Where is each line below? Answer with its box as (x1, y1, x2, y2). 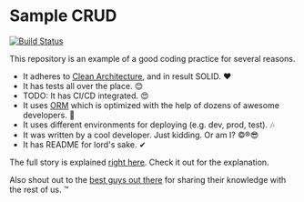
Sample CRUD (9, 5, 117, 26)
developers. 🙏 (22, 109, 76, 120)
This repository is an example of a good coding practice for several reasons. (9, 53, 296, 64)
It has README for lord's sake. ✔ (22, 138, 147, 150)
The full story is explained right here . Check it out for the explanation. (9, 157, 270, 167)
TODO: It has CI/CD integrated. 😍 (22, 90, 149, 101)
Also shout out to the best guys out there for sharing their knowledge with (9, 174, 287, 185)
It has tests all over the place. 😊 (22, 80, 144, 91)
